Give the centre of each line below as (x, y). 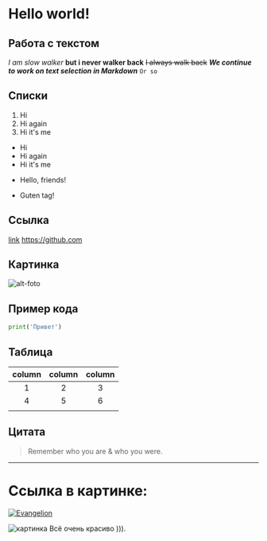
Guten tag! (37, 195)
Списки (28, 96)
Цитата (27, 432)
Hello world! (49, 14)
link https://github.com (45, 239)
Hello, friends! (43, 179)
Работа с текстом (54, 43)
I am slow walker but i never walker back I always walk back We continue (130, 62)
